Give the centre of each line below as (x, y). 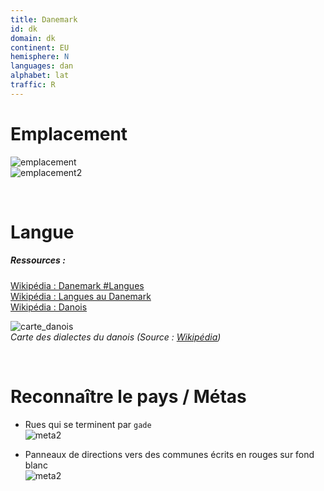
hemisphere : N (40, 57)
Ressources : (38, 260)
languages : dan (42, 66)
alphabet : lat (40, 76)
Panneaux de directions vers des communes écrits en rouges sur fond (169, 454)
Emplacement (69, 133)
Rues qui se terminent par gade (88, 424)
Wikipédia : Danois (49, 307)
